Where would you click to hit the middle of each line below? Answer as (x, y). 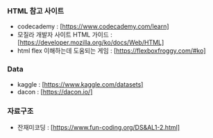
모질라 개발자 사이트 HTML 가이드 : (65, 35)
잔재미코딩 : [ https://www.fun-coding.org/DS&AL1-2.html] (99, 127)
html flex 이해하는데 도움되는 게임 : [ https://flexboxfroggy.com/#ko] (111, 51)
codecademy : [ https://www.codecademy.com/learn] (93, 26)
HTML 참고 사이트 (36, 10)
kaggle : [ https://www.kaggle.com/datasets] (80, 84)
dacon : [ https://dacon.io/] (55, 92)
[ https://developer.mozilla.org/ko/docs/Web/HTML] (91, 42)
